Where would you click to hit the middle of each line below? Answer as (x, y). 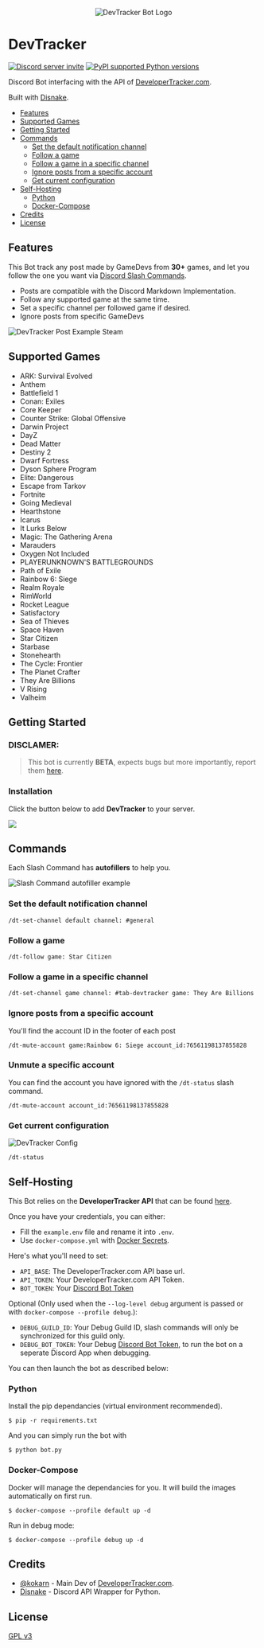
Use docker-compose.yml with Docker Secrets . (94, 1240)
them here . (45, 771)
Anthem (33, 384)
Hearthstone (40, 511)
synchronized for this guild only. (72, 1336)
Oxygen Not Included (54, 553)
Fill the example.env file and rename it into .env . (97, 1232)
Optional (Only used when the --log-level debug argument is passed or (126, 1303)
